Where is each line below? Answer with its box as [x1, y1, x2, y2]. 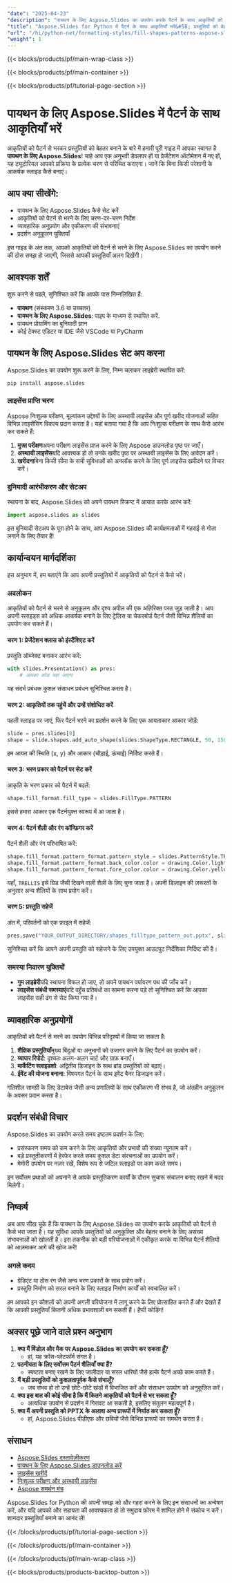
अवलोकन [7, 588, 32, 598]
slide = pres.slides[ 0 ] [7, 730, 76, 737]
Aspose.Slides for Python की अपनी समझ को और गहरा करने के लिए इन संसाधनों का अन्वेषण [7, 1498, 224, 1506]
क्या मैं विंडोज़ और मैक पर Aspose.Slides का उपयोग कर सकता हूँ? [17, 1345, 169, 1353]
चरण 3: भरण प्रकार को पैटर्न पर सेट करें [7, 765, 92, 774]
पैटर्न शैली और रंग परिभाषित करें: [7, 840, 77, 848]
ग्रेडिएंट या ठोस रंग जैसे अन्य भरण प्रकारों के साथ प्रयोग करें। [17, 1276, 146, 1285]
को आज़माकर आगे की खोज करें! [7, 1243, 77, 1251]
